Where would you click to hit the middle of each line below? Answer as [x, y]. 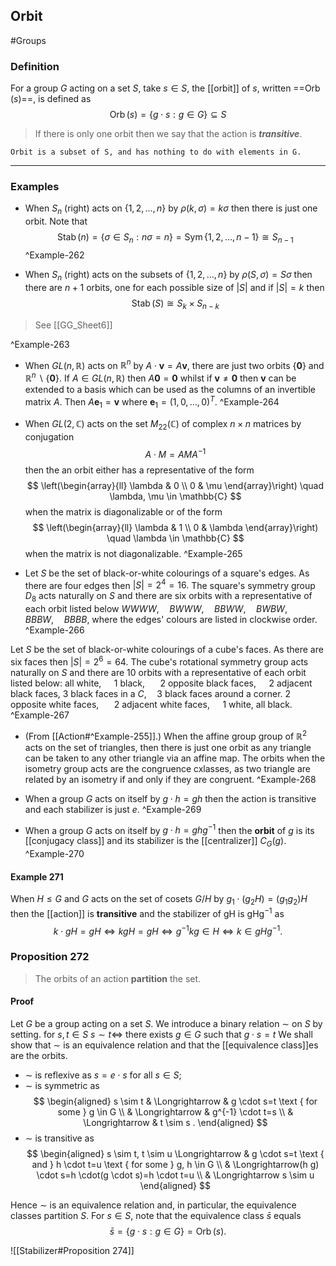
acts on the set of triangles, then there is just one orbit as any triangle [168, 747]
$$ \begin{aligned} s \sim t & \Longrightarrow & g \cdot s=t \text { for [175, 1101]
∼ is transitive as [59, 1138]
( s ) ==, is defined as [51, 99]
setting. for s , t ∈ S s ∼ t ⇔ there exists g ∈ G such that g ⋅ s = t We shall [161, 1034]
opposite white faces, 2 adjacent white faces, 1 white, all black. [151, 704]
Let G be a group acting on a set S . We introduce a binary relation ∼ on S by [166, 1023]
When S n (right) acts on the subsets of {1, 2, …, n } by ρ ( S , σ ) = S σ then [168, 276]
